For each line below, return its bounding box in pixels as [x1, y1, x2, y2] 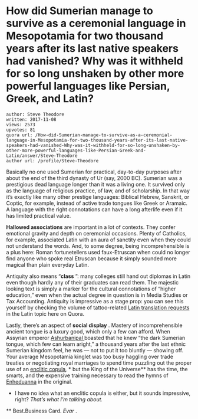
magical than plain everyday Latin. [6, 261, 90, 268]
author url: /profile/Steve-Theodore [6, 158, 99, 163]
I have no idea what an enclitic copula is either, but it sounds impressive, [14, 389, 191, 397]
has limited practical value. [6, 212, 71, 219]
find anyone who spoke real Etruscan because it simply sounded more [6, 255, 177, 262]
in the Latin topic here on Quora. [6, 310, 84, 317]
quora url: [6, 132, 33, 138]
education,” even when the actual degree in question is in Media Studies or [6, 291, 188, 299]
